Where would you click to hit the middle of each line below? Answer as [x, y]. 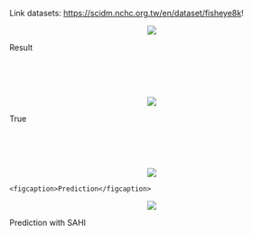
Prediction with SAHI [48, 222]
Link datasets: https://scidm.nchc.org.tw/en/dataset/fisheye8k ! [126, 13]
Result [21, 47]
